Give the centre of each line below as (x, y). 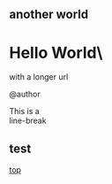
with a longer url (39, 77)
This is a (24, 111)
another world (49, 15)
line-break (28, 121)
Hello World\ (56, 53)
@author (25, 94)
